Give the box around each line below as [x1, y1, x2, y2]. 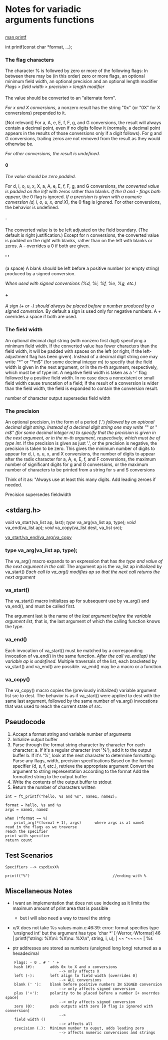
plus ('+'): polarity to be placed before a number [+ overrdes [14, 991, 160, 996]
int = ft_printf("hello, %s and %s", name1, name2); [5, 794, 117, 799]
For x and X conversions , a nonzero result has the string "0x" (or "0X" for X [5, 105, 160, 111]
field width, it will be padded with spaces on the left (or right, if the [5, 348, 142, 354]
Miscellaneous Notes [5, 887, 72, 895]
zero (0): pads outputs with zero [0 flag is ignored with [14, 1004, 153, 1009]
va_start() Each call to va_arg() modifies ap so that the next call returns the [5, 569, 160, 575]
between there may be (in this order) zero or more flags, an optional [5, 73, 145, 79]
